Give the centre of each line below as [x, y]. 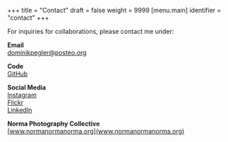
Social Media [27, 87]
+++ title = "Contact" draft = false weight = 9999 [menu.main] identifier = [114, 10]
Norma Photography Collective [54, 124]
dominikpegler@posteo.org [47, 53]
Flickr [15, 102]
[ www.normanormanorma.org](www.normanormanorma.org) [96, 131]
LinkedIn [20, 110]
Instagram [22, 95]
